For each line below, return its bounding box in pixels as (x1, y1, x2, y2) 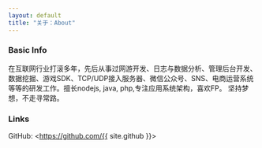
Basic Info (8, 45, 47, 56)
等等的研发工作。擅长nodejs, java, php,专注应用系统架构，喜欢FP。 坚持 (8, 83, 242, 93)
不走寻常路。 (21, 93, 64, 102)
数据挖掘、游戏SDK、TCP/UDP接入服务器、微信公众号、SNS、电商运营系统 (8, 73, 254, 83)
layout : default (8, 11, 62, 20)
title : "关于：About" (8, 19, 76, 27)
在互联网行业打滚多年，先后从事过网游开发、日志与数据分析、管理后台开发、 (8, 64, 257, 73)
